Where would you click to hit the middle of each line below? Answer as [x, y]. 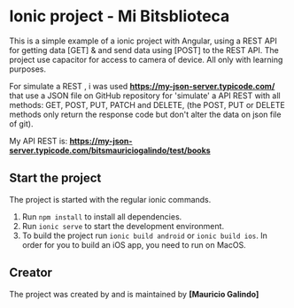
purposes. [28, 69]
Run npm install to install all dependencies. [102, 216]
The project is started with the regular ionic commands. [110, 199]
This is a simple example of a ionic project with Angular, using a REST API [143, 41]
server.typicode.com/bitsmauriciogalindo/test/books [110, 150]
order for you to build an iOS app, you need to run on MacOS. [134, 244]
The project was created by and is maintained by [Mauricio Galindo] [134, 294]
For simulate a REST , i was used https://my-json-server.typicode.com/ [142, 86]
